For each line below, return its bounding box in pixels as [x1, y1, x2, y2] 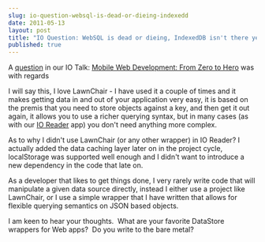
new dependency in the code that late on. [8, 161, 144, 170]
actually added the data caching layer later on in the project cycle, [8, 144, 223, 153]
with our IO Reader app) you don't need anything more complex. [8, 120, 217, 130]
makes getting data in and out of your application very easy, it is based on [8, 95, 248, 104]
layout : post [8, 26, 51, 34]
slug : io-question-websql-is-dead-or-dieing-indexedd [8, 11, 189, 20]
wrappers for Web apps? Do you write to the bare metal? [8, 225, 195, 234]
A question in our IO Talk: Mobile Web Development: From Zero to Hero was [8, 62, 255, 72]
